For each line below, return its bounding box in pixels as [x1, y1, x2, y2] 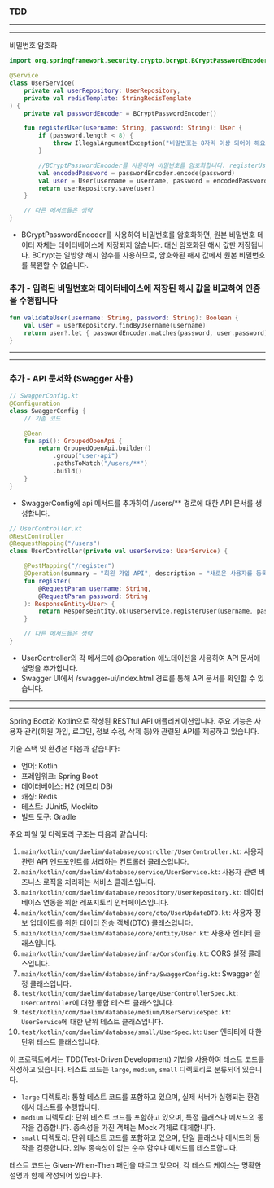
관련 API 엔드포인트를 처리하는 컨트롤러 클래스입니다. [20, 856, 189, 866]
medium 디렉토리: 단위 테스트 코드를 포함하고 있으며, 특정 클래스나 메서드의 [20, 1112, 255, 1122]
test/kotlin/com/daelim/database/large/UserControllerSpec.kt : [20, 988, 239, 997]
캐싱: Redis [20, 791, 58, 801]
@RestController [9, 532, 64, 540]
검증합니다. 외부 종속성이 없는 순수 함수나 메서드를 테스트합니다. [36, 1142, 238, 1152]
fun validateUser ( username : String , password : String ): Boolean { [9, 314, 239, 323]
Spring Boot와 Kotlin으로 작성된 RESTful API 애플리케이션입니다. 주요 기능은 [9, 715, 253, 726]
